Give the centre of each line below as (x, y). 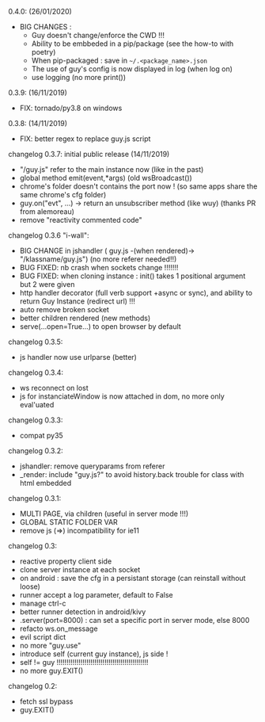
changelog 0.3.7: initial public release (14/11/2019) (89, 154)
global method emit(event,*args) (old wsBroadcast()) (106, 178)
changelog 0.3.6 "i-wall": (49, 235)
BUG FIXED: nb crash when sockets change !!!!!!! (99, 267)
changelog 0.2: (33, 686)
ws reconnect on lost (54, 388)
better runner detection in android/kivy (83, 612)
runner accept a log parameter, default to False (97, 595)
